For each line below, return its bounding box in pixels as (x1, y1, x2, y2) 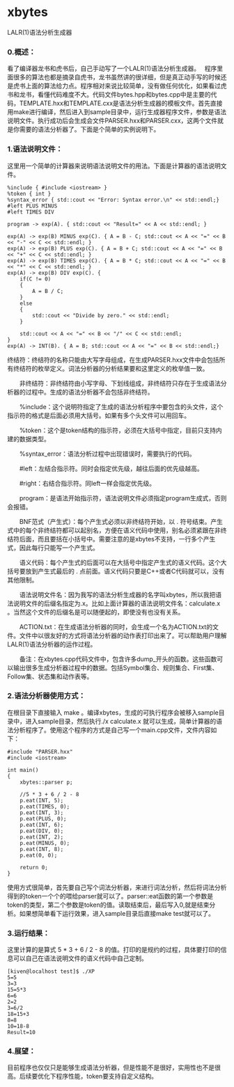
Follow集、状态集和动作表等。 (7, 672, 93, 681)
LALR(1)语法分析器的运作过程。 (7, 640, 97, 648)
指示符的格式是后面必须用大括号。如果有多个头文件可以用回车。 (7, 411, 190, 420)
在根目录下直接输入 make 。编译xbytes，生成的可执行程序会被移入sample (7, 708, 219, 717)
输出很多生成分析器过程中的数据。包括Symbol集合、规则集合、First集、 (13, 663, 219, 672)
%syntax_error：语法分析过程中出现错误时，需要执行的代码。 (19, 450, 196, 458)
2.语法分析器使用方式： (7, 691, 86, 701)
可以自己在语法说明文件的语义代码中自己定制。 (13, 954, 148, 962)
